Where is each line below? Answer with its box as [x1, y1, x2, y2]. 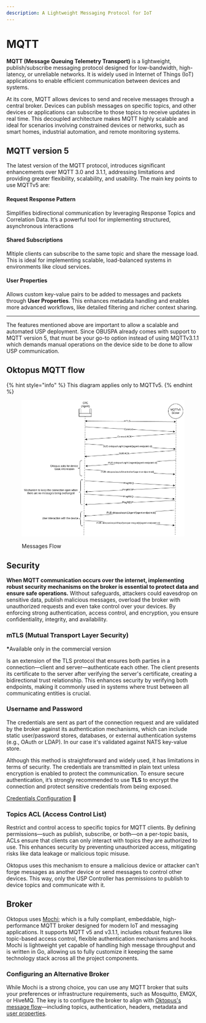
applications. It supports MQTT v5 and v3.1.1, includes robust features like [6, 928, 192, 935]
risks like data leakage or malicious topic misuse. [6, 850, 130, 857]
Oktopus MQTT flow [6, 365, 85, 375]
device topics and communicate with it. [6, 881, 105, 889]
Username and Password [6, 705, 83, 713]
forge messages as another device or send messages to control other [6, 868, 183, 876]
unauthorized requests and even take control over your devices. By [6, 603, 176, 610]
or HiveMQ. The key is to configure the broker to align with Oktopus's [6, 997, 181, 1004]
